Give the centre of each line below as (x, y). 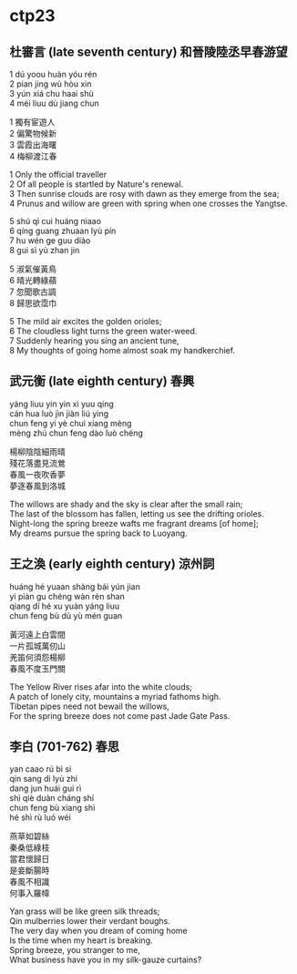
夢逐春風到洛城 (37, 486)
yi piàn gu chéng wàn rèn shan (67, 596)
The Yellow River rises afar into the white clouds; (101, 687)
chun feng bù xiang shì (52, 808)
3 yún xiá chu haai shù (51, 93)
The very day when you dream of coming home (99, 931)
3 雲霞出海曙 (33, 145)
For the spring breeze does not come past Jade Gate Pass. (120, 715)
